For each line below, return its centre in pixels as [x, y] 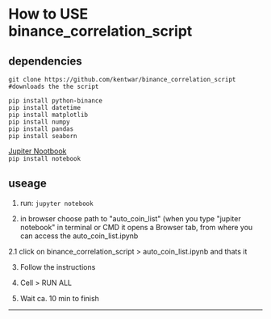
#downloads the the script [54, 86]
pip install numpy [39, 122]
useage [27, 184]
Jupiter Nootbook [38, 151]
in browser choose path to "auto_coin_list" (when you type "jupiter [130, 218]
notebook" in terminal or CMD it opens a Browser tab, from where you [136, 227]
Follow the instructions [58, 267]
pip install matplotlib [48, 115]
